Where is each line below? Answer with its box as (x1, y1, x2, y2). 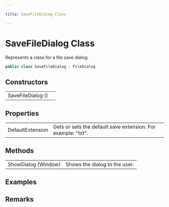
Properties (5, 109, 39, 118)
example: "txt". (53, 130, 89, 137)
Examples (5, 178, 37, 186)
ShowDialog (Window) (8, 161, 61, 168)
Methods (5, 146, 34, 155)
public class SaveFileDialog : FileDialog (5, 64, 96, 69)
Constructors (5, 78, 48, 86)
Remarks (5, 195, 34, 203)
